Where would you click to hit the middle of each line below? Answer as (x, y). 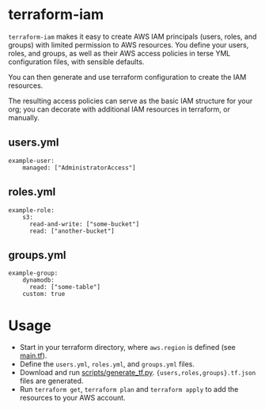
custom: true (44, 294)
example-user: (32, 161)
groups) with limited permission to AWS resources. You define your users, (129, 44)
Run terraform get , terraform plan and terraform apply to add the (129, 389)
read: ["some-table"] (65, 287)
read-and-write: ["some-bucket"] (84, 224)
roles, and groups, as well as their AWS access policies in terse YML (119, 53)
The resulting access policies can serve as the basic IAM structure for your (131, 101)
